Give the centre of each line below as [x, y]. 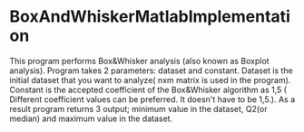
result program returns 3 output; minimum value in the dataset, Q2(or [138, 108]
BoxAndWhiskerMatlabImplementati [150, 17]
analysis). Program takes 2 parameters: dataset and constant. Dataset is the [151, 71]
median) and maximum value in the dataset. [91, 118]
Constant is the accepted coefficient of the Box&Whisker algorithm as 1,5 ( [148, 90]
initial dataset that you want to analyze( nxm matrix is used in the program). [150, 80]
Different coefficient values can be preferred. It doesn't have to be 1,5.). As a [152, 99]
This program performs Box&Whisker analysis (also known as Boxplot [139, 61]
